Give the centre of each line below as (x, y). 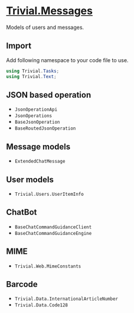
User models (30, 180)
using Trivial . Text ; (32, 76)
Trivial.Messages (50, 11)
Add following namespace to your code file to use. (67, 60)
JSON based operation (49, 95)
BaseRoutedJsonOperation (45, 128)
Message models (38, 146)
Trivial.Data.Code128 (41, 305)
